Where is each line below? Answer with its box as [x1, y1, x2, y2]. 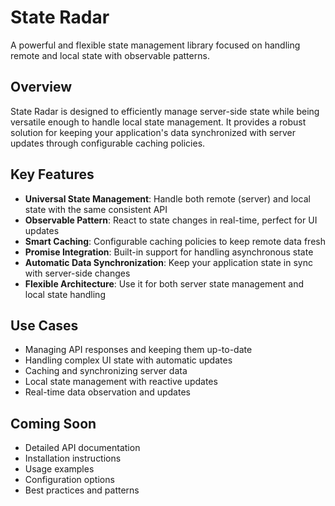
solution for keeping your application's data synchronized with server [10, 126, 296, 138]
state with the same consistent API [24, 203, 168, 215]
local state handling [24, 288, 106, 300]
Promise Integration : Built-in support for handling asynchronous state [24, 246, 314, 258]
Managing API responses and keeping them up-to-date [24, 344, 253, 356]
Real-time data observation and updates [24, 386, 191, 398]
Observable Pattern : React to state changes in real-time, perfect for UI [24, 214, 318, 226]
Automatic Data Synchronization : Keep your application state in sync [24, 256, 313, 268]
